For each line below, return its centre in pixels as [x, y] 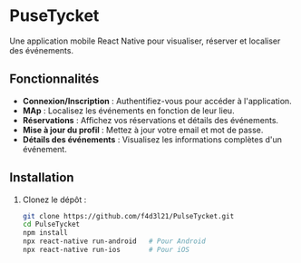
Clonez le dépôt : [54, 200]
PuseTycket [54, 16]
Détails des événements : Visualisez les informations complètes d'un [152, 139]
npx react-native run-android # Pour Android [114, 241]
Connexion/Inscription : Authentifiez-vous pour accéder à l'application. [157, 101]
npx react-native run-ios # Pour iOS [106, 250]
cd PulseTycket [51, 224]
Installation [42, 178]
